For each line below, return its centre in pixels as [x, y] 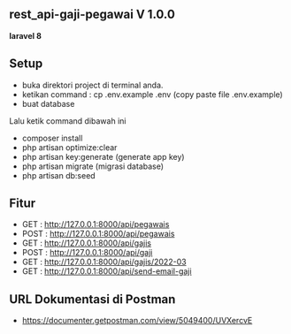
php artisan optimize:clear [69, 147]
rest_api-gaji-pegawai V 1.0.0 [92, 15]
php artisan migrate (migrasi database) [93, 166]
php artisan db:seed [58, 175]
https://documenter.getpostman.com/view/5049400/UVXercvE [137, 321]
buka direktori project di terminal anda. [92, 85]
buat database [48, 103]
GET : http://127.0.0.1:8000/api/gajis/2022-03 [104, 262]
